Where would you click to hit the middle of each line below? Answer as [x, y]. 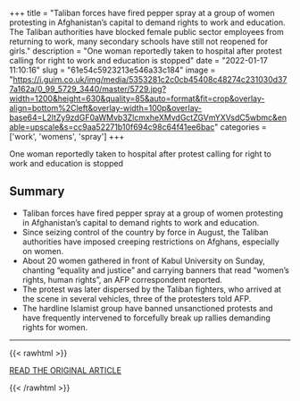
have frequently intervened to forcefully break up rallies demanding [146, 318]
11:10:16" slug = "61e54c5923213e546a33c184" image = [112, 70]
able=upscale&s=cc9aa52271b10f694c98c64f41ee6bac [112, 127]
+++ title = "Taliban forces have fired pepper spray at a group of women [142, 13]
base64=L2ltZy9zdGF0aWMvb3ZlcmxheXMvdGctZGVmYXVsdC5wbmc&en [148, 117]
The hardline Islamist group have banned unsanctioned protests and [148, 308]
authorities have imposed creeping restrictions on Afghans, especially [150, 242]
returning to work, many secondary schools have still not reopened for [139, 41]
